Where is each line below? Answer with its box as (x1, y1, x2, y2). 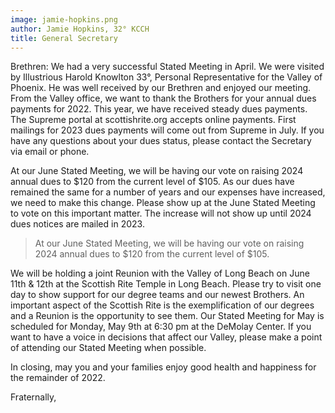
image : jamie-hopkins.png (10, 14, 118, 25)
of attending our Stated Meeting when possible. (10, 342, 207, 354)
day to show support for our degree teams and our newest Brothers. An (10, 289, 305, 301)
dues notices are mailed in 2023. (10, 218, 145, 230)
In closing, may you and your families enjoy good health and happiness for (10, 361, 317, 373)
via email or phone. (10, 146, 90, 158)
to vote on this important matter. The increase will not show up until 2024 (10, 207, 312, 220)
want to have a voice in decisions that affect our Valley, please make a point (10, 331, 323, 343)
